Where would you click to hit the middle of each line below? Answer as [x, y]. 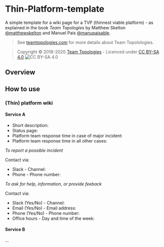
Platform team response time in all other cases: [60, 141]
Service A [15, 114]
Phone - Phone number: [36, 174]
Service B [15, 229]
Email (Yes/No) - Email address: [44, 208]
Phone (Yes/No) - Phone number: [46, 213]
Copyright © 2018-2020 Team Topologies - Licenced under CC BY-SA [88, 52]
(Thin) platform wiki [29, 103]
